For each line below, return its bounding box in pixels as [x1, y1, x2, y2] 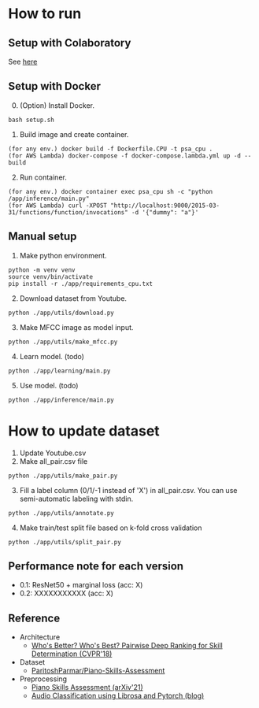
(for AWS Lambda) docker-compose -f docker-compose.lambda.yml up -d [8, 151, 242, 160]
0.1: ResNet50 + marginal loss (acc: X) [19, 580, 143, 590]
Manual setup [8, 230, 77, 243]
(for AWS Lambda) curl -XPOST [8, 202, 108, 209]
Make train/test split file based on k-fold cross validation [19, 523, 202, 532]
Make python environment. [19, 250, 108, 260]
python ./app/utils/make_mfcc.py [8, 338, 118, 346]
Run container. [19, 172, 67, 182]
